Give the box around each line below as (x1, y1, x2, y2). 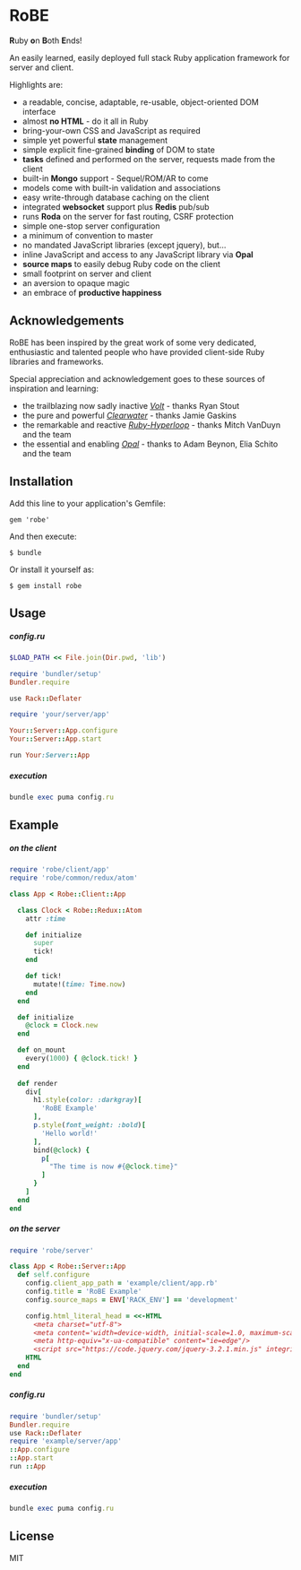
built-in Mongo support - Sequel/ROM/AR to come (21, 172, 209, 184)
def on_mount (17, 1045, 66, 1054)
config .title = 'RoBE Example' (25, 1288, 142, 1297)
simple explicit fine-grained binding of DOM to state (21, 144, 215, 155)
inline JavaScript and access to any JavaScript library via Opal (21, 248, 254, 260)
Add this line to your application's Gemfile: (9, 498, 166, 508)
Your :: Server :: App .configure (9, 726, 118, 735)
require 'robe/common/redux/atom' (9, 873, 139, 882)
